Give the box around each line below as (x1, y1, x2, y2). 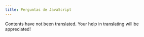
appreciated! (5, 26, 31, 32)
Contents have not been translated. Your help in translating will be (5, 21, 139, 27)
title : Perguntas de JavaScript (5, 7, 72, 12)
